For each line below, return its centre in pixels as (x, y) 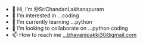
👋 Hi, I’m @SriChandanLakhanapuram (58, 9)
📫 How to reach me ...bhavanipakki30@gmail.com (74, 35)
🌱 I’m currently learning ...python (52, 22)
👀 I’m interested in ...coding (45, 15)
